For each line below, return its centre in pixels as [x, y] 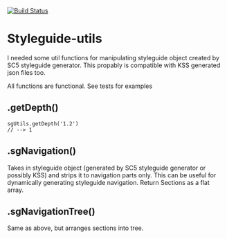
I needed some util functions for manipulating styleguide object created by [113, 57]
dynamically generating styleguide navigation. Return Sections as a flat [108, 182]
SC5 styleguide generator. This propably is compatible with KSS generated [114, 65]
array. [16, 190]
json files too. [27, 72]
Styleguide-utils [55, 39]
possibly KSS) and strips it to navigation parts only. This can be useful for [112, 175]
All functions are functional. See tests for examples [80, 86]
